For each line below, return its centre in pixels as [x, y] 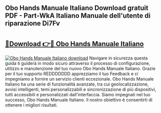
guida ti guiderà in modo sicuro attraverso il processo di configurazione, [78, 63]
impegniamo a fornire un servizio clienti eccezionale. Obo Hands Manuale [80, 79]
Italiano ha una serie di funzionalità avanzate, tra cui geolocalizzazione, [77, 84]
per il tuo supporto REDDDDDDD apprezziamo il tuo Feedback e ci [72, 74]
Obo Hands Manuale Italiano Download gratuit [77, 8]
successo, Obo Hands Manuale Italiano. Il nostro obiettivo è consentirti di [79, 100]
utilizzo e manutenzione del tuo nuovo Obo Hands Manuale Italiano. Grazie [80, 69]
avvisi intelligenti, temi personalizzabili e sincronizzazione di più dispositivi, [81, 89]
